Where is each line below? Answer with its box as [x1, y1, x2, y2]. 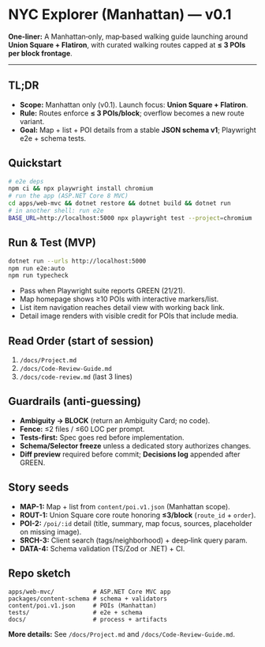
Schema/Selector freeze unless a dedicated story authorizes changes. [19, 441, 252, 450]
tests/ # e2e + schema [8, 608, 144, 616]
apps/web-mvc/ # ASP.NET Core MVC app [8, 588, 171, 596]
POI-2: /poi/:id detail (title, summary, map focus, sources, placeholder [19, 518, 252, 528]
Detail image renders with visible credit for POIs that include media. [19, 311, 239, 321]
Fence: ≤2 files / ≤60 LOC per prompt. [19, 424, 145, 433]
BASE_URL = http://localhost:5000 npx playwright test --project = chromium [8, 214, 252, 222]
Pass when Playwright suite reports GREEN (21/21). [19, 286, 185, 296]
